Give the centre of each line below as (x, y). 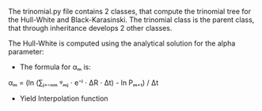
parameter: (27, 52)
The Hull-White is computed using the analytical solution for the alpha (122, 43)
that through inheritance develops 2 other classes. (90, 28)
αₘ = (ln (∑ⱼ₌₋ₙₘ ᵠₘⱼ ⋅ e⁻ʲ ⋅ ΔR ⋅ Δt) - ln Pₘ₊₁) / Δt (84, 83)
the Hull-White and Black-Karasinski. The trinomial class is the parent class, (131, 20)
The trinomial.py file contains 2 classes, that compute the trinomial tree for (130, 11)
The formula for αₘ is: (55, 67)
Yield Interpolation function (64, 98)
